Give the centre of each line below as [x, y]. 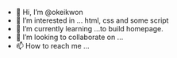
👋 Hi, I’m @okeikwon [49, 12]
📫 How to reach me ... [52, 46]
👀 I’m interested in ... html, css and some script [92, 20]
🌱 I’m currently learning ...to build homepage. [90, 29]
